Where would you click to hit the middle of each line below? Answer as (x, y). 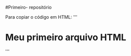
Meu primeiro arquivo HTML (66, 38)
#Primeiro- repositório (29, 7)
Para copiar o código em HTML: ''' (41, 17)
